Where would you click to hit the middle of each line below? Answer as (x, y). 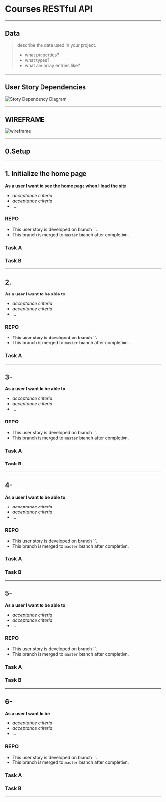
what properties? (42, 55)
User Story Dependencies (46, 87)
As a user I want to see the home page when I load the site (66, 186)
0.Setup (18, 151)
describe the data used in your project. (57, 45)
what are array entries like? (52, 65)
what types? (37, 60)
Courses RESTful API (49, 9)
